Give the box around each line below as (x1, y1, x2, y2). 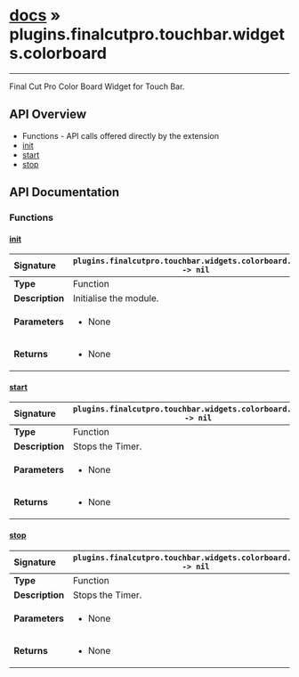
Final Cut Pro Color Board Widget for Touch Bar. (9, 81, 185, 92)
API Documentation (9, 184, 120, 200)
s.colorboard (9, 44, 107, 63)
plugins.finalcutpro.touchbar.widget (9, 24, 286, 45)
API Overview (9, 107, 87, 122)
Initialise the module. (72, 292, 159, 305)
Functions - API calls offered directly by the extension (21, 130, 220, 141)
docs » (9, 5, 61, 26)
